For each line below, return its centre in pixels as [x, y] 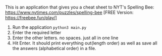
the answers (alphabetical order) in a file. [54, 48]
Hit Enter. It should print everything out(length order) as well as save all [85, 43]
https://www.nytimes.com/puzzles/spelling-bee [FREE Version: [69, 12]
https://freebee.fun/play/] [31, 18]
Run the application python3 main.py [49, 27]
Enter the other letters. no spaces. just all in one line [65, 38]
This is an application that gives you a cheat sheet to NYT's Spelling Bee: [80, 7]
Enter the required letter [37, 32]
